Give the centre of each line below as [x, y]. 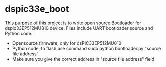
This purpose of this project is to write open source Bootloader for [73, 23]
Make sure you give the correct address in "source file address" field [83, 59]
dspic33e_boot [37, 9]
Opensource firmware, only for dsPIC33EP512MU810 [67, 43]
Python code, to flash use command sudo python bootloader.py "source [87, 48]
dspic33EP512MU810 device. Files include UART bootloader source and [79, 28]
